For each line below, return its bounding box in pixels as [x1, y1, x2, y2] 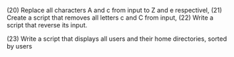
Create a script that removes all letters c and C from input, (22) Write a [6, 13, 214, 22]
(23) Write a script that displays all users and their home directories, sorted [6, 34, 228, 43]
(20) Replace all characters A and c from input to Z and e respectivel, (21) [6, 6, 223, 14]
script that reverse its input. [6, 21, 88, 29]
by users [6, 42, 33, 50]
